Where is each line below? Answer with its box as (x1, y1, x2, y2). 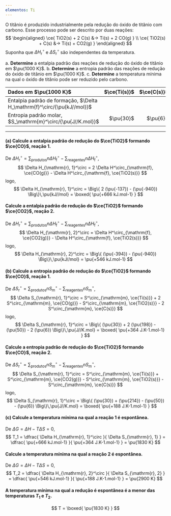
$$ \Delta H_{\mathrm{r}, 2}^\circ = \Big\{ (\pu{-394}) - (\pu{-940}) (14, 251, 157, 257)
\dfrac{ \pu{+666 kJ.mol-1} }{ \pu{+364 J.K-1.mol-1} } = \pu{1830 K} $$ (10, 439, 161, 445)
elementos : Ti (5, 7, 36, 13)
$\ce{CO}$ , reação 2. (5, 349, 52, 356)
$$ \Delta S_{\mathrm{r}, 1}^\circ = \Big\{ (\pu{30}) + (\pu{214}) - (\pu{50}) (7, 397, 164, 403)
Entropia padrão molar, (8, 112, 63, 119)
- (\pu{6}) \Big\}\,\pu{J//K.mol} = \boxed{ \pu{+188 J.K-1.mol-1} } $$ (14, 403, 157, 409)
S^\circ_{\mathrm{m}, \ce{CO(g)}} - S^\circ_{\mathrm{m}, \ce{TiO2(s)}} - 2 (7, 300, 164, 306)
